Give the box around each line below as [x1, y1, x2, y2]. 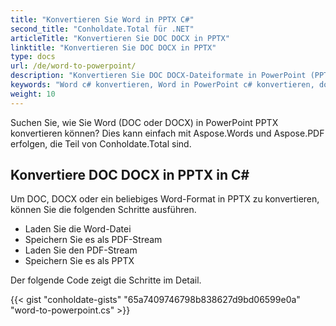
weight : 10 [10, 89, 56, 99]
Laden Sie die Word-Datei [24, 223, 132, 235]
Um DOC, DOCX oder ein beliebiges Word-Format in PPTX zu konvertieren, [10, 193, 320, 205]
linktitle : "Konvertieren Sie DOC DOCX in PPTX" [10, 42, 217, 53]
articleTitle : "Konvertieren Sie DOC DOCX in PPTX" [10, 33, 230, 43]
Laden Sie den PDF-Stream [24, 244, 138, 256]
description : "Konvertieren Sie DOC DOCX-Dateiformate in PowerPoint [10, 71, 307, 81]
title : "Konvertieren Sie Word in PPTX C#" [10, 14, 195, 25]
